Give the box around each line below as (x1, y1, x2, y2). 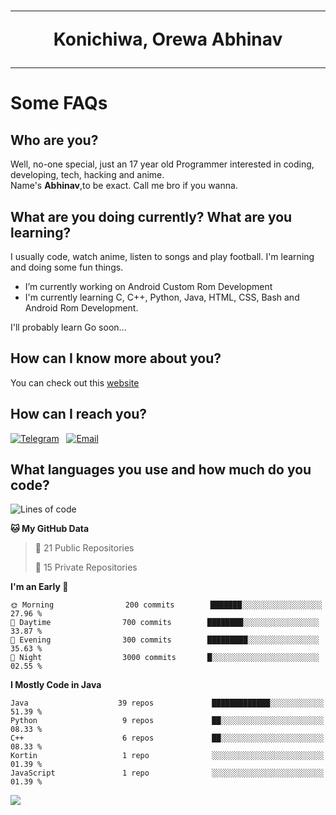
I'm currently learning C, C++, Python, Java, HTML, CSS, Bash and (24, 291, 300, 303)
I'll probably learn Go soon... (10, 321, 127, 333)
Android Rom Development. (24, 302, 139, 314)
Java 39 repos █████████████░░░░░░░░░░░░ (10, 698, 325, 709)
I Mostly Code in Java (10, 679, 102, 691)
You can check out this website (10, 376, 140, 389)
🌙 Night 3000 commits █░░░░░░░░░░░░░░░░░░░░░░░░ (10, 653, 320, 663)
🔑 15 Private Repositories (34, 561, 138, 574)
